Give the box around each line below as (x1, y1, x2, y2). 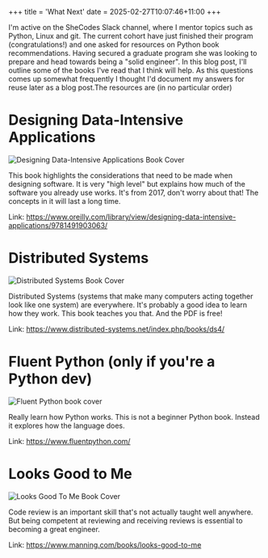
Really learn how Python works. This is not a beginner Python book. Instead (8, 412, 260, 421)
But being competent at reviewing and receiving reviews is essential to (8, 515, 244, 525)
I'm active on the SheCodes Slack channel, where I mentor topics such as (8, 23, 253, 32)
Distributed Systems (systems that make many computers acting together (8, 291, 253, 301)
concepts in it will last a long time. (8, 196, 121, 205)
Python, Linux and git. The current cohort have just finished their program (8, 32, 253, 40)
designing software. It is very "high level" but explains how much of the (8, 179, 246, 188)
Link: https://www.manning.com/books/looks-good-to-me (8, 539, 202, 549)
